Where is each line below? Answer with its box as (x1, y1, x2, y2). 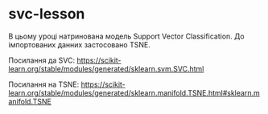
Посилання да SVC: (8, 55, 75, 65)
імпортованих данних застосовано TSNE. (8, 39, 150, 49)
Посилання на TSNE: (8, 79, 80, 89)
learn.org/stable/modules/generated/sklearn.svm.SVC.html (8, 63, 204, 73)
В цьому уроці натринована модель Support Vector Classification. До (8, 31, 245, 41)
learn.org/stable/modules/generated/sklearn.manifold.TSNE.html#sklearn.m (8, 88, 260, 97)
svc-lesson (8, 5, 85, 23)
